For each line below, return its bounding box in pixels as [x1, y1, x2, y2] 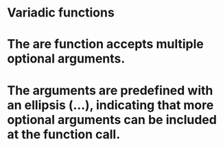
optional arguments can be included [7, 112, 218, 127]
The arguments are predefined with [7, 83, 213, 98]
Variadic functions [7, 5, 115, 21]
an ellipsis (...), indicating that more [7, 97, 214, 113]
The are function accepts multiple [7, 36, 204, 52]
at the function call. [7, 126, 121, 142]
